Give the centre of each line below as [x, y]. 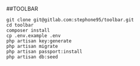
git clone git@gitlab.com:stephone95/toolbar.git [70, 20]
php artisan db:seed [32, 57]
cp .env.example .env [34, 36]
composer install [28, 30]
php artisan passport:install [45, 51]
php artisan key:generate [39, 41]
